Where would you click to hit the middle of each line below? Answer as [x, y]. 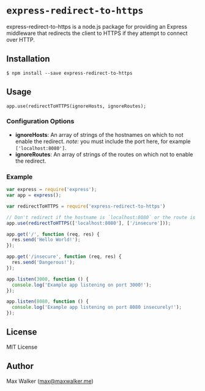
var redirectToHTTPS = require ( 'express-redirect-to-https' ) [86, 206]
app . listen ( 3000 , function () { [47, 279]
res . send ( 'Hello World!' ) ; [46, 240]
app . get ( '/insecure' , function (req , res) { [64, 257]
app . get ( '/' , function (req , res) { [53, 234]
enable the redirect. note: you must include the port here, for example [103, 141]
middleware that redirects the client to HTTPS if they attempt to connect [97, 33]
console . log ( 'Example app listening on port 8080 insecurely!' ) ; [97, 308]
